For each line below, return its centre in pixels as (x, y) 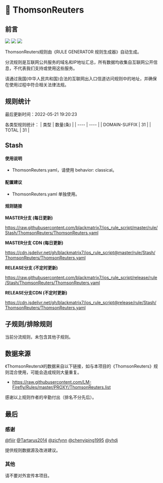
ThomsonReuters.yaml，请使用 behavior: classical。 (64, 170)
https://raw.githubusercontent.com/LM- (52, 382)
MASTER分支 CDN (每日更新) (34, 243)
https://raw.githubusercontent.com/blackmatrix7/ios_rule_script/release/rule (81, 277)
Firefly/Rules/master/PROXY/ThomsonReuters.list (61, 387)
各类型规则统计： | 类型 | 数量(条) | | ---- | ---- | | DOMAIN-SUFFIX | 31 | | (78, 124)
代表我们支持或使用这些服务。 (48, 68)
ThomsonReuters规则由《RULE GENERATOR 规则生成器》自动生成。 (73, 52)
